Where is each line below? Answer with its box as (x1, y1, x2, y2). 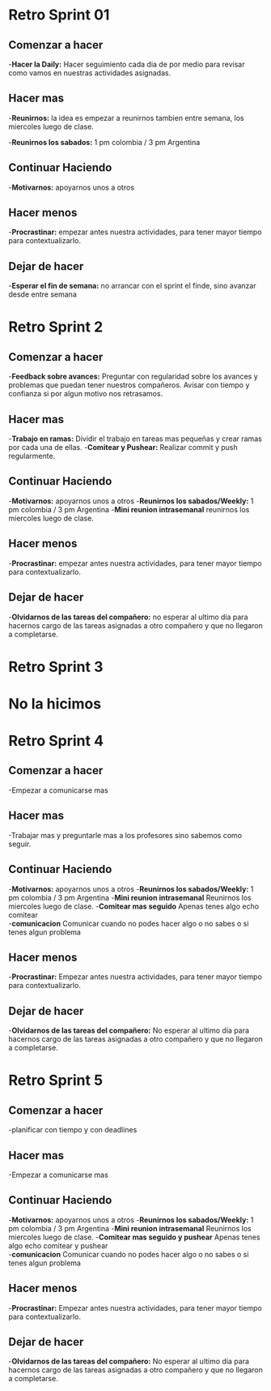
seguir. (8, 839, 32, 849)
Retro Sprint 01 (8, 6, 110, 24)
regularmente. (8, 452, 56, 461)
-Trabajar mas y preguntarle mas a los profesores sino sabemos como (8, 830, 243, 840)
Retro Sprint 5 (8, 1072, 104, 1089)
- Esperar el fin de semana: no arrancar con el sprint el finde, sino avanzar (8, 281, 256, 291)
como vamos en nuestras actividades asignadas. (8, 68, 171, 78)
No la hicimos (8, 695, 102, 713)
